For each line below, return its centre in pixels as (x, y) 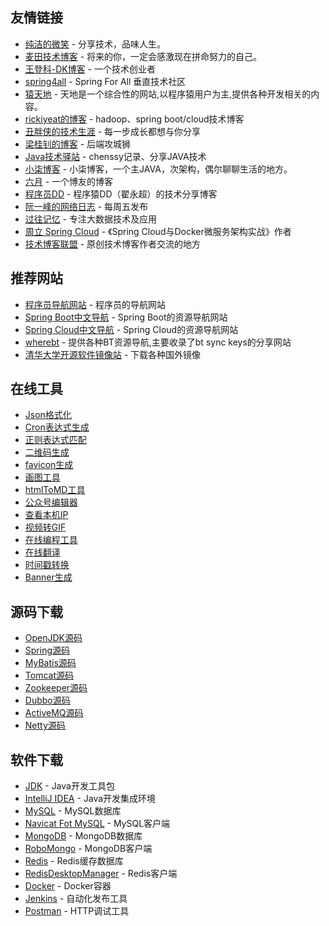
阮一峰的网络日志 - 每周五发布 (86, 206)
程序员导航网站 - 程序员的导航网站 (95, 304)
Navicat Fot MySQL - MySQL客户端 (97, 824)
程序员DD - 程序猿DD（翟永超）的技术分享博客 (121, 194)
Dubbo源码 (47, 700)
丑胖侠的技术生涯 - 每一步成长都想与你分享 (113, 131)
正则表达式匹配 (55, 440)
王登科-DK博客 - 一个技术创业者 (90, 69)
